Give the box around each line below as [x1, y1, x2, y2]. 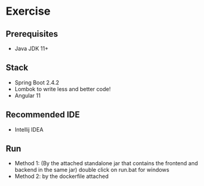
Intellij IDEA [14, 125, 43, 133]
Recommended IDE [6, 110, 80, 120]
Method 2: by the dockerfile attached [14, 173, 108, 180]
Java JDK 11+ [14, 45, 49, 52]
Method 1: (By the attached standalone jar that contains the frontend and [14, 160, 198, 167]
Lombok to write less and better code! [14, 85, 111, 92]
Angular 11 [14, 92, 41, 99]
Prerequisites [6, 29, 58, 39]
